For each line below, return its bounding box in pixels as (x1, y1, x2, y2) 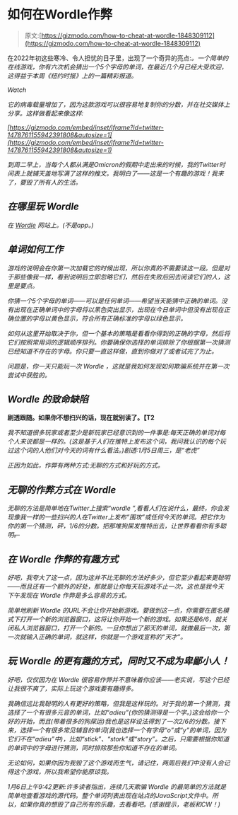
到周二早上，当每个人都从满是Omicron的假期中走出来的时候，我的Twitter (7, 160, 220, 168)
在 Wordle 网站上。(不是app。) (7, 221, 94, 229)
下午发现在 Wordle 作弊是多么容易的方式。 (7, 591, 131, 599)
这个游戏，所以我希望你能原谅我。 (13, 767, 113, 775)
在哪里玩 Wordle (7, 201, 79, 213)
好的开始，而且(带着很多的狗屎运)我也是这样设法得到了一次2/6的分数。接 (7, 717, 220, 725)
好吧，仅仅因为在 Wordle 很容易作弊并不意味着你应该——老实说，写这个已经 (7, 675, 230, 683)
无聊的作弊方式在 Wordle (7, 484, 117, 496)
